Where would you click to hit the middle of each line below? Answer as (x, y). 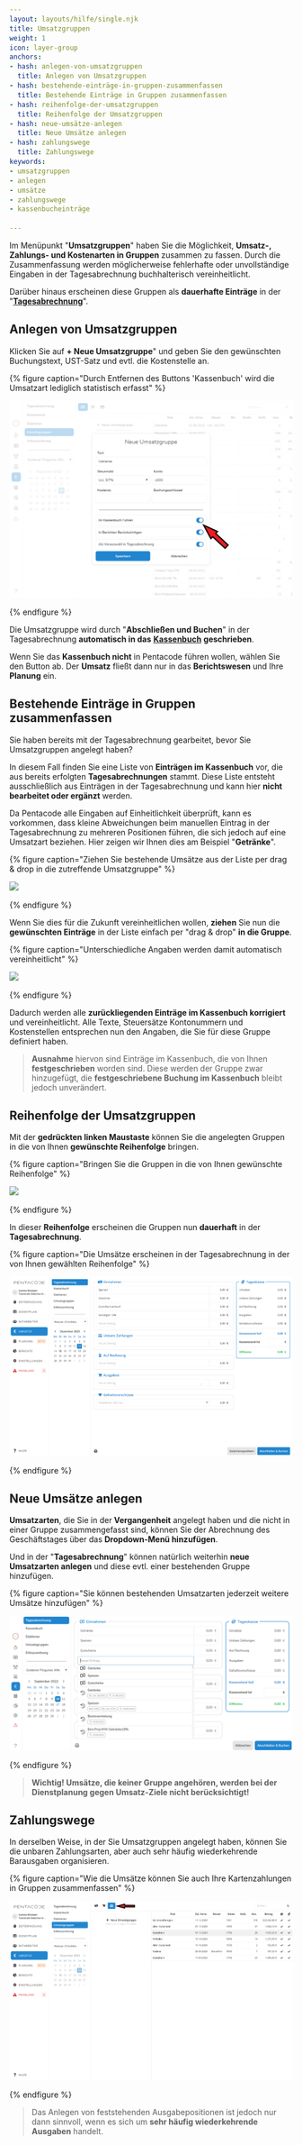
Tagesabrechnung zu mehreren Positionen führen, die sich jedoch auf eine (147, 832)
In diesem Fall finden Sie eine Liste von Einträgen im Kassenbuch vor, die (146, 767)
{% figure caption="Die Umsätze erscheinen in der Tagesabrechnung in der (150, 1255)
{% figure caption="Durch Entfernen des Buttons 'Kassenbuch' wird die (142, 378)
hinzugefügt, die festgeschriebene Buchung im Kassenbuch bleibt (157, 1078)
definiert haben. (39, 1041)
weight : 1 (28, 38)
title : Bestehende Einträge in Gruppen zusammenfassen (122, 95)
